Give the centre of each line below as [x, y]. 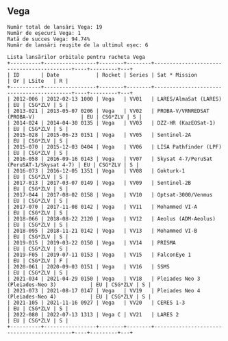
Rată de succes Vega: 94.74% [49, 39]
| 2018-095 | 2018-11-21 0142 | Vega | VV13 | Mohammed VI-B [102, 231]
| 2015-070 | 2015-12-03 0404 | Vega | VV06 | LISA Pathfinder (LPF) [115, 147]
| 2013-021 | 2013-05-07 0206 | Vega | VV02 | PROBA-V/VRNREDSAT [109, 111]
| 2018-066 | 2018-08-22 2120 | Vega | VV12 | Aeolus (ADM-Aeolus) [111, 218]
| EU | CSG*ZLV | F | [38, 261]
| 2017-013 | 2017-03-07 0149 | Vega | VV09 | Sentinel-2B [99, 183]
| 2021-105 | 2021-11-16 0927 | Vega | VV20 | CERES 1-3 [96, 303]
